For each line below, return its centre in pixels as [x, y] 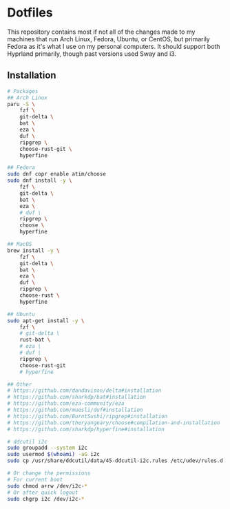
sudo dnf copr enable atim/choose [57, 174]
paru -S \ [21, 104]
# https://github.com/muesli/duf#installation [75, 410]
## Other [20, 384]
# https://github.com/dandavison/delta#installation [84, 391]
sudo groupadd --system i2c [48, 448]
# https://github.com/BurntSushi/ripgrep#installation [87, 416]
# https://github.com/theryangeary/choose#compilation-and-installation [114, 423]
